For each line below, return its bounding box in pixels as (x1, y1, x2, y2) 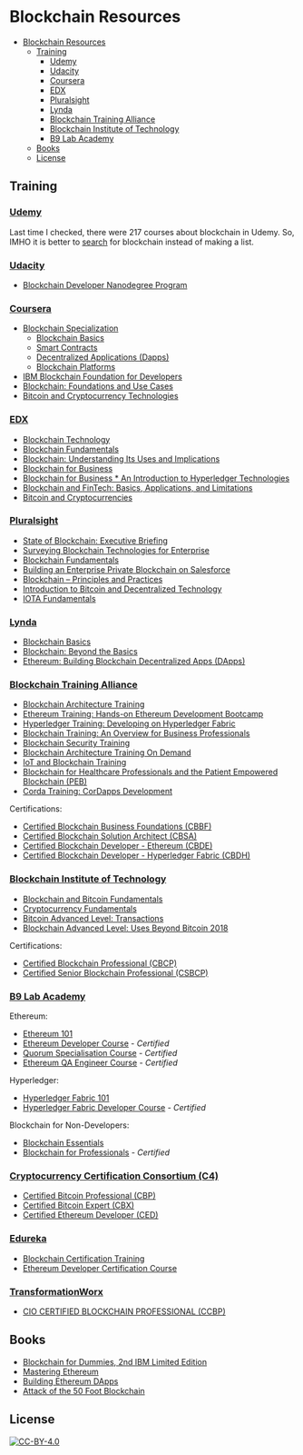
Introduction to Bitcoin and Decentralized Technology (22, 583, 222, 594)
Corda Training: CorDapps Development (22, 786, 173, 797)
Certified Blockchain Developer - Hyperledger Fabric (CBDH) (22, 850, 251, 861)
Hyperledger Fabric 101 (22, 1092, 110, 1103)
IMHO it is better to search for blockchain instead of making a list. (9, 236, 254, 247)
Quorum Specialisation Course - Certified (22, 1048, 178, 1058)
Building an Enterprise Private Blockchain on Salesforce (22, 563, 231, 574)
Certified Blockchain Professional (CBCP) (22, 957, 178, 969)
